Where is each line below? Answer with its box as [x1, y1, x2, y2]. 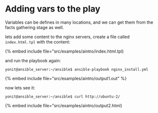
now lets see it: [5, 85, 35, 90]
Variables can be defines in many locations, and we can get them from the [5, 19, 154, 25]
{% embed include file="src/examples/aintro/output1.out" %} [5, 75, 127, 81]
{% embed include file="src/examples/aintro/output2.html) [5, 102, 123, 108]
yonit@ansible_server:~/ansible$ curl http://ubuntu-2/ [5, 94, 120, 99]
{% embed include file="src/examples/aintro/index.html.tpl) [5, 48, 124, 54]
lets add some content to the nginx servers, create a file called [5, 34, 130, 40]
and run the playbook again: [5, 57, 61, 63]
